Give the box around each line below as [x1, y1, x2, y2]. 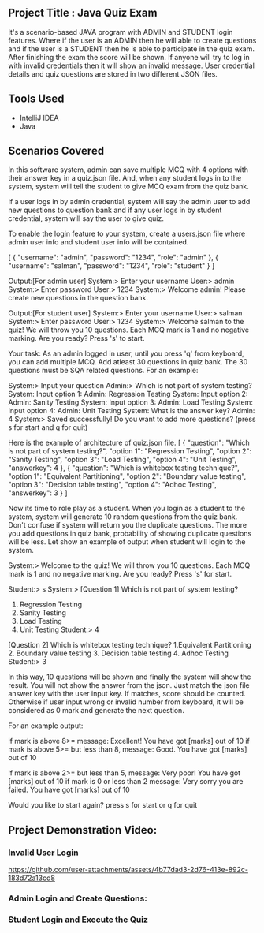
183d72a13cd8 [8, 873, 55, 883]
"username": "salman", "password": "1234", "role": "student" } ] [8, 261, 215, 271]
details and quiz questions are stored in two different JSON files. [8, 69, 218, 78]
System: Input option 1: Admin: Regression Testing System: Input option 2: [8, 390, 248, 399]
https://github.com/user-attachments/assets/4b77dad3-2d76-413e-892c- [8, 865, 249, 875]
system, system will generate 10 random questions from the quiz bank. [8, 512, 238, 521]
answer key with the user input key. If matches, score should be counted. [8, 689, 246, 699]
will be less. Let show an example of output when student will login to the [8, 537, 246, 547]
